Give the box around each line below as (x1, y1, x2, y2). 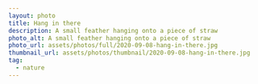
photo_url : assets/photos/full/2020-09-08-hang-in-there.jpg (8, 42, 218, 50)
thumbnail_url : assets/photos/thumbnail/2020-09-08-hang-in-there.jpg (8, 49, 251, 57)
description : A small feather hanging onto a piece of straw (8, 26, 218, 34)
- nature (15, 64, 45, 72)
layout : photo (8, 11, 56, 20)
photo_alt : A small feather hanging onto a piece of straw (8, 34, 211, 42)
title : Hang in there (8, 19, 81, 27)
